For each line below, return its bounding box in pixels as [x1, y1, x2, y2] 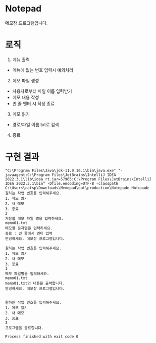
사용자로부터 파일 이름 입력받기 [12, 88, 72, 94]
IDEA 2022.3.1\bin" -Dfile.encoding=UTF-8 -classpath [5, 181, 119, 186]
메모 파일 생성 [12, 77, 39, 83]
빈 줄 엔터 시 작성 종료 [12, 100, 55, 107]
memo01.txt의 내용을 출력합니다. [5, 281, 65, 286]
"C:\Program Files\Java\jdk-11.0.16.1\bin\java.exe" [5, 168, 116, 173]
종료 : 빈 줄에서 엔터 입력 [5, 231, 53, 236]
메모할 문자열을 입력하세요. [5, 226, 53, 230]
